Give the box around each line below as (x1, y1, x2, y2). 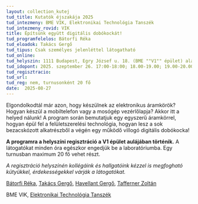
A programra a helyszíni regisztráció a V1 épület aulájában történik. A (6, 138, 180, 145)
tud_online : (6, 52, 35, 58)
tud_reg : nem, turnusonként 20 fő (6, 80, 91, 86)
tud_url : (6, 74, 28, 80)
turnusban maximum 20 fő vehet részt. (6, 150, 101, 157)
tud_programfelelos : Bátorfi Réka (6, 36, 91, 42)
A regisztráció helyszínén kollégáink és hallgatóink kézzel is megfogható (6, 162, 183, 169)
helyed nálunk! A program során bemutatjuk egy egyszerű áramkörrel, (6, 114, 177, 121)
